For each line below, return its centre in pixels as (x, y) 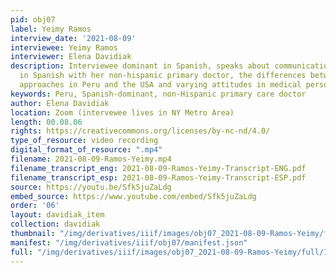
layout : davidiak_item (57, 215)
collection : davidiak (55, 224)
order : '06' (35, 206)
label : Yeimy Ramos (51, 29)
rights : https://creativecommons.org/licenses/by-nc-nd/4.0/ (140, 131)
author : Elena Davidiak (60, 103)
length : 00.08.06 (46, 122)
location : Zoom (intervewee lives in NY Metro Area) (122, 112)
